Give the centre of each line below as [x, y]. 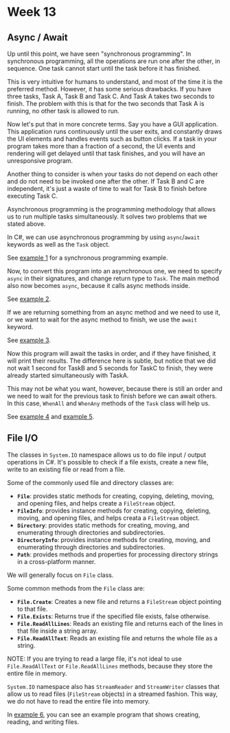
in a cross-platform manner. [56, 561]
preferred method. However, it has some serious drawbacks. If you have [109, 89]
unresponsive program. [40, 161]
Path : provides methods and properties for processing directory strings [117, 554]
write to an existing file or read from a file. [66, 469]
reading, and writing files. [43, 721]
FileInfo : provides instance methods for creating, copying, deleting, [114, 510]
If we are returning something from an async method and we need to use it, [114, 312]
